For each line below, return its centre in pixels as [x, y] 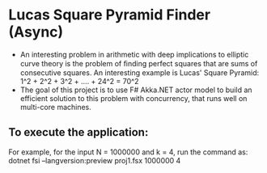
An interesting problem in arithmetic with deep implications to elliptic [134, 54]
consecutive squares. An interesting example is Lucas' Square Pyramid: [140, 72]
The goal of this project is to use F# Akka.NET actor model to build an [136, 90]
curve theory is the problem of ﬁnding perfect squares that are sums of [139, 63]
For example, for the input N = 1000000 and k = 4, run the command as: [128, 152]
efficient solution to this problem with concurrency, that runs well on [133, 98]
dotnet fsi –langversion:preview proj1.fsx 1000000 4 [95, 160]
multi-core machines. [55, 107]
